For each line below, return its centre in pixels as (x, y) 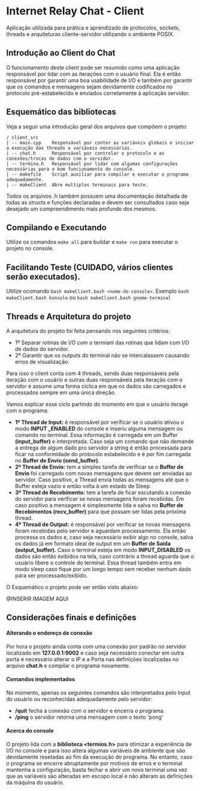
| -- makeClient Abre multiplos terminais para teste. (77, 185)
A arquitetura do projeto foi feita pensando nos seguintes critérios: (88, 331)
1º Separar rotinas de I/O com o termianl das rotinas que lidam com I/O (102, 343)
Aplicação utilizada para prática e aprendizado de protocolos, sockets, (93, 28)
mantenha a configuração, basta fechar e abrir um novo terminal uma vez (97, 770)
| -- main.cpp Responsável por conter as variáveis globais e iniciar (100, 142)
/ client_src (22, 137)
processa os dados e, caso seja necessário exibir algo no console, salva (104, 537)
